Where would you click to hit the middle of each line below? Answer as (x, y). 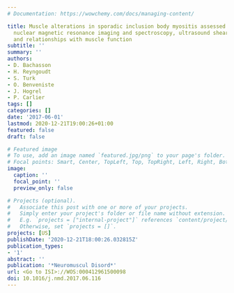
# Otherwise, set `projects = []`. (62, 227)
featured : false (31, 130)
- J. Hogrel (24, 91)
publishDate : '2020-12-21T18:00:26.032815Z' (73, 239)
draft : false (26, 137)
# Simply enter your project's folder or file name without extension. (117, 213)
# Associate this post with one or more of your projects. (98, 207)
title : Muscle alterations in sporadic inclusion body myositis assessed (117, 26)
